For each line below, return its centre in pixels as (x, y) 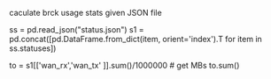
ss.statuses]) (33, 48)
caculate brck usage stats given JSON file (85, 13)
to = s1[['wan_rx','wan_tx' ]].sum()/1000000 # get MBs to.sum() (124, 65)
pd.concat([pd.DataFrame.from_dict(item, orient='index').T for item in (136, 39)
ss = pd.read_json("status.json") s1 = (77, 29)
